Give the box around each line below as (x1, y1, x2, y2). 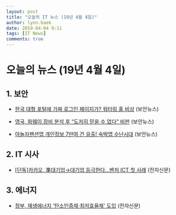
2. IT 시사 (6, 149, 40, 159)
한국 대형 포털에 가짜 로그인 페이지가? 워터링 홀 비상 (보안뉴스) (14, 106, 159, 112)
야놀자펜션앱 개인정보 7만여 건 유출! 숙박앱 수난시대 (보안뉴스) (14, 131, 158, 138)
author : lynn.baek (6, 19, 52, 25)
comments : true (6, 36, 44, 42)
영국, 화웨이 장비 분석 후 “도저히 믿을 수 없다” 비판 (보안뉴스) (14, 118, 154, 125)
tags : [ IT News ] (6, 31, 46, 37)
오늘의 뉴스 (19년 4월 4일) (6, 63, 126, 77)
